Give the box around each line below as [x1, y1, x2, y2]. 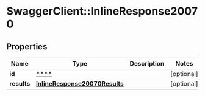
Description [129, 60, 165, 67]
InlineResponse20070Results [35, 80, 124, 87]
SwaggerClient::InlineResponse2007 [6, 4, 198, 18]
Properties [6, 41, 48, 52]
